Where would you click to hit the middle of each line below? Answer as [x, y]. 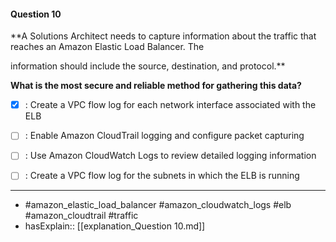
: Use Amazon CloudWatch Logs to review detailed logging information [170, 156]
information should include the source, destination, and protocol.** [148, 66]
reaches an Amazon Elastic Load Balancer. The [107, 47]
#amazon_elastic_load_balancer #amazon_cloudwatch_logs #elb [158, 205]
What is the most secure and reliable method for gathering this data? [156, 86]
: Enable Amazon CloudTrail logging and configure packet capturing [164, 136]
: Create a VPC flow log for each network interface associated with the [170, 105]
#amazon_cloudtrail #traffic [81, 216]
